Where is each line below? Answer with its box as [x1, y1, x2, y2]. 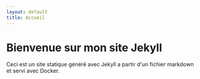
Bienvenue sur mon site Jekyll [6, 41, 162, 55]
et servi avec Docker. [6, 67, 60, 75]
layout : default [6, 9, 48, 15]
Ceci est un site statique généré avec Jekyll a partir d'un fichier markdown [6, 61, 194, 68]
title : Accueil [6, 15, 45, 21]
